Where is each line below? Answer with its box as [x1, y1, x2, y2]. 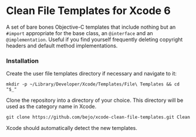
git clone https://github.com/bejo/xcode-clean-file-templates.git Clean [6, 114, 191, 121]
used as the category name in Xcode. [6, 103, 97, 110]
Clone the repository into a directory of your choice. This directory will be [6, 97, 184, 104]
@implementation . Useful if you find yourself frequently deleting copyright [6, 36, 183, 43]
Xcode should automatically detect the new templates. [6, 125, 138, 132]
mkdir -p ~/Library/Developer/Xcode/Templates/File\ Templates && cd [6, 81, 180, 87]
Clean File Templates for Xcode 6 [6, 4, 171, 18]
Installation [6, 57, 39, 65]
